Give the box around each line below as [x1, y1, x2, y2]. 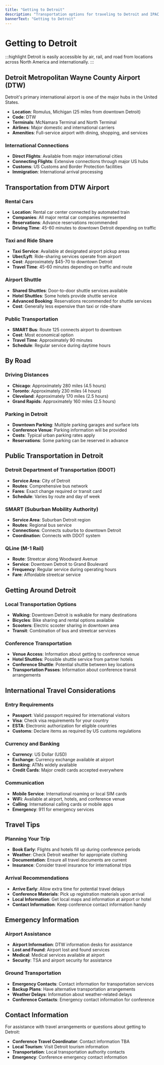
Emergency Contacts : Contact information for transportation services [12, 981, 154, 987]
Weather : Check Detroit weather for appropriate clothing [12, 852, 128, 858]
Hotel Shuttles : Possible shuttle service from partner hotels [12, 656, 133, 662]
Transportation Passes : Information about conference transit [12, 667, 137, 673]
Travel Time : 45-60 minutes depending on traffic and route [12, 264, 133, 270]
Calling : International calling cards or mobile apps [12, 801, 113, 807]
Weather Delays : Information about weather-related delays [12, 991, 133, 997]
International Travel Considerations [5, 686, 116, 695]
